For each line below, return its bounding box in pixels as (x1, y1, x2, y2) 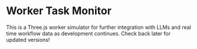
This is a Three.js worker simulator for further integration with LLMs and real (6, 24, 192, 31)
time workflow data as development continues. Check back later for (6, 30, 171, 37)
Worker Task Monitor (6, 4, 112, 18)
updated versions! (6, 36, 50, 43)
